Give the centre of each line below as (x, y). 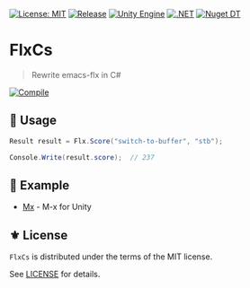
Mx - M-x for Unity (57, 207)
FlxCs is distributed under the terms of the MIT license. (111, 257)
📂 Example (40, 185)
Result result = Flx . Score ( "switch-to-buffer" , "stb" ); (116, 141)
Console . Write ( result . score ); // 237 (82, 157)
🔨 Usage (33, 121)
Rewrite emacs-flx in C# (76, 74)
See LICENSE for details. (55, 275)
